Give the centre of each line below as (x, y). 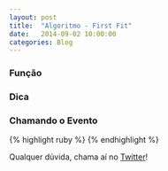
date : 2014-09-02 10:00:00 (63, 34)
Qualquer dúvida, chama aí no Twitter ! (79, 157)
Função (26, 74)
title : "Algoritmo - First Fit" (71, 26)
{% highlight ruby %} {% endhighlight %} (84, 140)
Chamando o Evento (53, 120)
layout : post (33, 17)
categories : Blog (41, 42)
